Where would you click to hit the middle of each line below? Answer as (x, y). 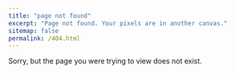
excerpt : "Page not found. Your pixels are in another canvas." (118, 23)
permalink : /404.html (45, 38)
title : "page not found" (50, 16)
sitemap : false (34, 31)
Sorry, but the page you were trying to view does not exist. (105, 61)
